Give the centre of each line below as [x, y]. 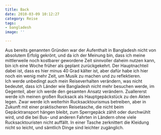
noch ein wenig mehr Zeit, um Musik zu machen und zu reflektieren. [73, 76]
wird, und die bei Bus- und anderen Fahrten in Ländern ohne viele [71, 117]
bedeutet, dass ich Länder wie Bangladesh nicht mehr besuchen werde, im [80, 86]
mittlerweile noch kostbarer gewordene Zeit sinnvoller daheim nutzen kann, [80, 60]
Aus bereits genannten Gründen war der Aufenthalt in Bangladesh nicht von [81, 50]
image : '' [15, 32]
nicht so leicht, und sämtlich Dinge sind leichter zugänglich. [64, 127]
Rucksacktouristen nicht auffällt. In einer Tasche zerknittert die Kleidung [77, 122]
